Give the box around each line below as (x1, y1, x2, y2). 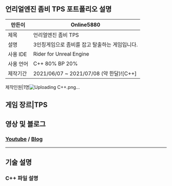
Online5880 (71, 21, 101, 28)
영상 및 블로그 (5, 120, 46, 128)
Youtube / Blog (5, 135, 43, 142)
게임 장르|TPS (5, 101, 48, 109)
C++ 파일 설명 (5, 175, 38, 182)
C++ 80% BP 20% (33, 60, 78, 67)
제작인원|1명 (5, 84, 30, 90)
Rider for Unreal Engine (33, 50, 90, 58)
